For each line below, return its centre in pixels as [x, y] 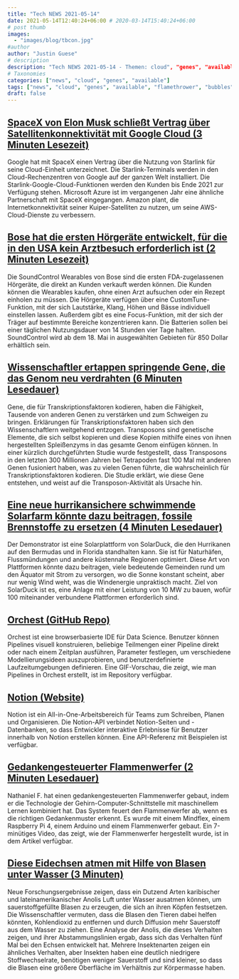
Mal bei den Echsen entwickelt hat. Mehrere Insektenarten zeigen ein [109, 945]
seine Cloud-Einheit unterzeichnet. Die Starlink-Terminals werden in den [113, 169]
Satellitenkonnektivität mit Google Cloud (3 [105, 134]
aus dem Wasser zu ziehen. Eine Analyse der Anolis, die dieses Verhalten [115, 929]
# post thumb [27, 27]
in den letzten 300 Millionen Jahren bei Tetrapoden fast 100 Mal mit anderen [119, 460]
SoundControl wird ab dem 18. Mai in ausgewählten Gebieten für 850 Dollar [118, 337]
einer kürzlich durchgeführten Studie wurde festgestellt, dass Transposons [117, 452]
